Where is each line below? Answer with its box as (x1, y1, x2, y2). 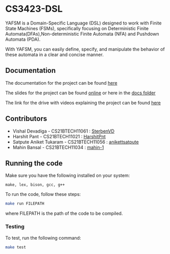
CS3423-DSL (5, 3, 63, 15)
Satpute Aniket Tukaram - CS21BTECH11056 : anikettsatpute (12, 139, 139, 145)
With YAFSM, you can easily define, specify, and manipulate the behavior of (5, 46, 165, 52)
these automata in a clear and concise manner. (5, 52, 104, 58)
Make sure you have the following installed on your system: (5, 172, 130, 179)
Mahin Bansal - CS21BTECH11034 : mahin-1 (12, 144, 104, 150)
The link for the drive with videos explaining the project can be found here (5, 99, 161, 106)
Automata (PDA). (5, 36, 41, 42)
